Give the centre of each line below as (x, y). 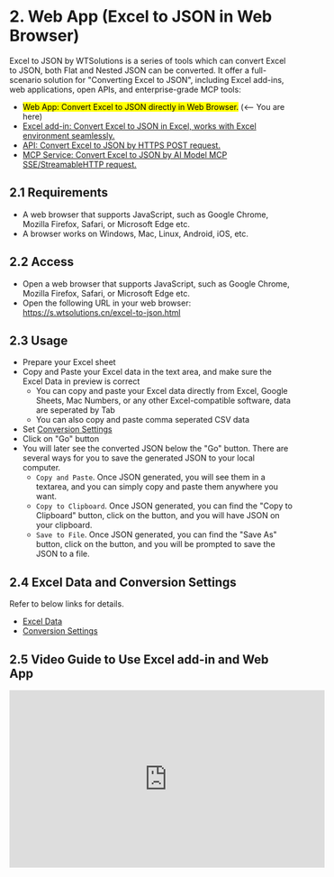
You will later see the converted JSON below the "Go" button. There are (155, 449)
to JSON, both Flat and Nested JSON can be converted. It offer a (130, 70)
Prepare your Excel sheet (69, 362)
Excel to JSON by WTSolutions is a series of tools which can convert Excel (148, 60)
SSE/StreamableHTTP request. (79, 164)
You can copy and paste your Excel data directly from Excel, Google (162, 391)
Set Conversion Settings (67, 429)
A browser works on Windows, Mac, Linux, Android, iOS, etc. (135, 233)
